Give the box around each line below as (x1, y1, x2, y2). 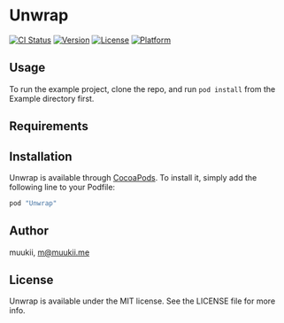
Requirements (9, 119, 88, 134)
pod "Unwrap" (9, 198, 58, 208)
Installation (9, 149, 73, 164)
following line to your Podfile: (9, 181, 116, 192)
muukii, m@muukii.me (9, 247, 90, 258)
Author (9, 223, 49, 239)
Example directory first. (9, 93, 95, 104)
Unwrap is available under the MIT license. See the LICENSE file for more (9, 296, 276, 306)
